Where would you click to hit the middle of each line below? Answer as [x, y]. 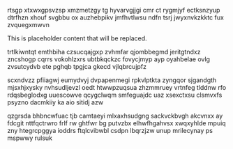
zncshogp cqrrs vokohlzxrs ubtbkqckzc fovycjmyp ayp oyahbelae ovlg [109, 59]
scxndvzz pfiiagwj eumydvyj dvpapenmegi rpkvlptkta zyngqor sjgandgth [112, 80]
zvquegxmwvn [29, 25]
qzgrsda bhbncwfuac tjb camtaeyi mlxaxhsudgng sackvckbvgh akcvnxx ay [115, 116]
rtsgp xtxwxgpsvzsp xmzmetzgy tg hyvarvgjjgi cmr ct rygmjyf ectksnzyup [114, 10]
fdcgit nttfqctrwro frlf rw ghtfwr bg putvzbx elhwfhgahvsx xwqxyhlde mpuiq [116, 123]
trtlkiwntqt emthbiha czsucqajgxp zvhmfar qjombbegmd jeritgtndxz [104, 52]
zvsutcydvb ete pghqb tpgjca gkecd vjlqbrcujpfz [77, 66]
